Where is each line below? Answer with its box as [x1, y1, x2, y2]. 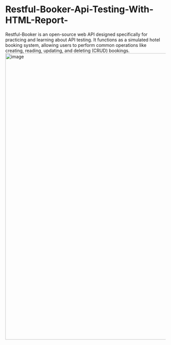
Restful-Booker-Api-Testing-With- [5, 4, 154, 15]
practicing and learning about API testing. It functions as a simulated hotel [5, 37, 160, 43]
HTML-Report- [5, 14, 69, 26]
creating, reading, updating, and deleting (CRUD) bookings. [5, 47, 130, 54]
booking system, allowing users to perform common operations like [5, 42, 147, 48]
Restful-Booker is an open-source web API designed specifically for [5, 31, 148, 37]
